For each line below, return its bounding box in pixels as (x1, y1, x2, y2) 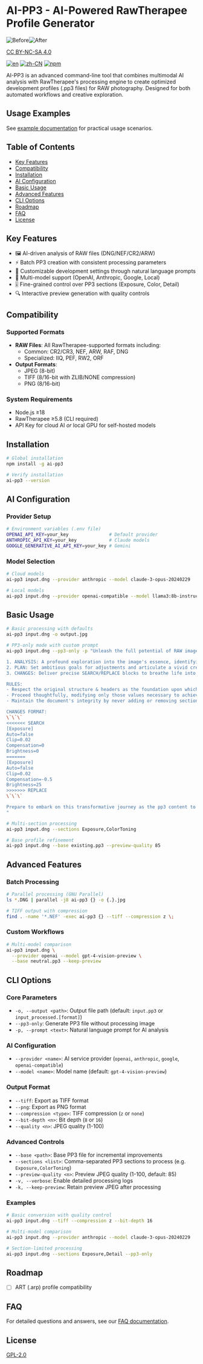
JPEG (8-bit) (24, 367, 56, 375)
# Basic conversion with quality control (6, 1212, 112, 1218)
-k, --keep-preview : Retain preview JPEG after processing (14, 1183, 161, 1190)
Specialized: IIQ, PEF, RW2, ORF (24, 354, 104, 362)
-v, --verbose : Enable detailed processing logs (14, 1177, 134, 1184)
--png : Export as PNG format (14, 1103, 86, 1110)
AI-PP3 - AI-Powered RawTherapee (6, 4, 187, 18)
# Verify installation (6, 472, 63, 478)
